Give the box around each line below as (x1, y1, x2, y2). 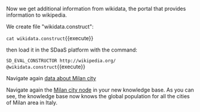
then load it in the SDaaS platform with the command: (6, 46, 137, 53)
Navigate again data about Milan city (6, 75, 97, 81)
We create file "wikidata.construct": (6, 23, 94, 30)
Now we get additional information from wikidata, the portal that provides (6, 5, 186, 12)
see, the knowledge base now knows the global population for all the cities (6, 93, 190, 99)
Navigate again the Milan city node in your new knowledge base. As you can (6, 86, 194, 93)
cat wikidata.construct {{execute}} (6, 35, 94, 41)
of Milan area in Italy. (6, 99, 58, 106)
